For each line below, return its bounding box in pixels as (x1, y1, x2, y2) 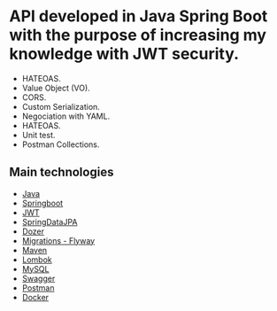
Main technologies (9, 165, 114, 180)
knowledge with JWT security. (9, 44, 240, 64)
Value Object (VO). (21, 82, 90, 93)
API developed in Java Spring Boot (9, 6, 268, 27)
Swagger (21, 273, 56, 284)
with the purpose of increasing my (9, 25, 267, 45)
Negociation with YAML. (21, 111, 111, 121)
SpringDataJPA (21, 216, 78, 227)
